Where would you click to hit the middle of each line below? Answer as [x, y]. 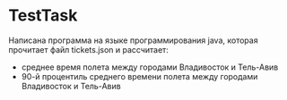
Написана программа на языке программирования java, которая [133, 40]
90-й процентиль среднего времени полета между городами [139, 76]
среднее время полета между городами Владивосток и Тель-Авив [150, 67]
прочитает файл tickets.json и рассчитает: [89, 49]
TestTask [43, 16]
